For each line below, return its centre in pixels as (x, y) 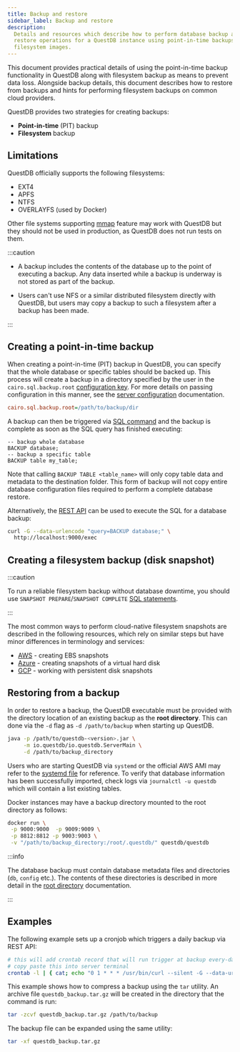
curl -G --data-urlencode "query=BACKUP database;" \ (89, 531)
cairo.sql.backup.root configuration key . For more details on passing (110, 387)
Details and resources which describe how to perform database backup (121, 34)
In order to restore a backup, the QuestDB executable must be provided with (120, 710)
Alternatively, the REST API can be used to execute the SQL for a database (117, 510)
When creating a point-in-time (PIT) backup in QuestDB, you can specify (114, 364)
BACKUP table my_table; (43, 461)
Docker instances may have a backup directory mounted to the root (107, 802)
